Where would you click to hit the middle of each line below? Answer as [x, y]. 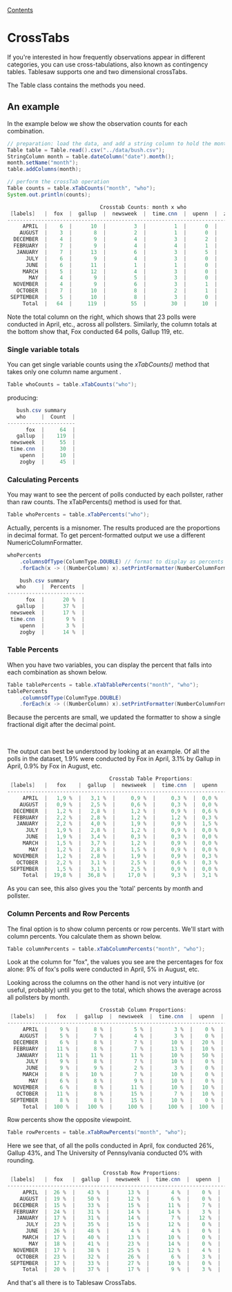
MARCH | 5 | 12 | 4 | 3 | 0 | [120, 271]
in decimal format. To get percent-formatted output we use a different [106, 535]
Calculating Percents [43, 479]
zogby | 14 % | [52, 632]
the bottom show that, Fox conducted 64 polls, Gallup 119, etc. [96, 331]
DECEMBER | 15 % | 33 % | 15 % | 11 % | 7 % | [117, 1205]
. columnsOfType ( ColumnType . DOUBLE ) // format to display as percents [122, 562]
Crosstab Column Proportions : [143, 1010]
